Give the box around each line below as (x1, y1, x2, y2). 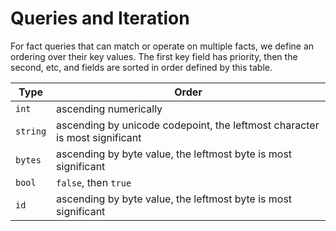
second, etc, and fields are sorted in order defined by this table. (10, 61, 273, 73)
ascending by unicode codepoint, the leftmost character (56, 118, 320, 132)
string (15, 125, 47, 137)
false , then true (56, 175, 132, 189)
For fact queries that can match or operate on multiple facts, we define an (10, 40, 315, 52)
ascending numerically (56, 102, 163, 116)
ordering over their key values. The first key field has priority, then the (10, 50, 298, 62)
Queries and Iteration (10, 7, 190, 30)
